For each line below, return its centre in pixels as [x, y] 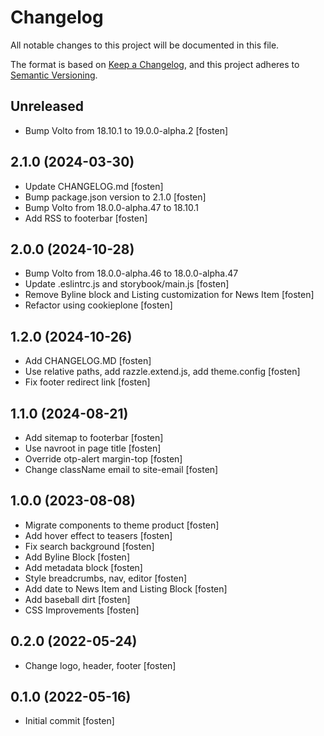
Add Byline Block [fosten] [77, 557]
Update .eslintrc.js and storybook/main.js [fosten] [127, 284]
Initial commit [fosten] [69, 721]
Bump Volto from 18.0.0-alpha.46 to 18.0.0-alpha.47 [131, 273]
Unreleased [47, 106]
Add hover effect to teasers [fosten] [98, 535]
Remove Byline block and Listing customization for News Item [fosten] [169, 295]
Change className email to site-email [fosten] [121, 469]
